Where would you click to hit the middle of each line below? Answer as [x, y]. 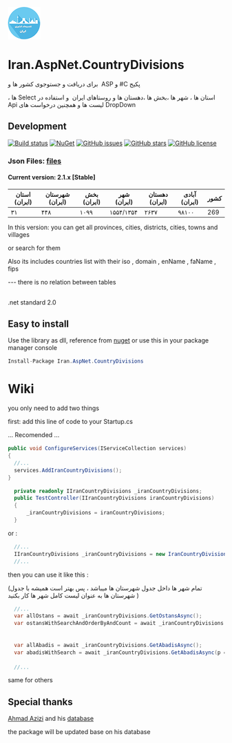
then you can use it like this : [48, 575]
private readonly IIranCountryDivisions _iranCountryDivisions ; [108, 491]
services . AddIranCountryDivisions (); [68, 470]
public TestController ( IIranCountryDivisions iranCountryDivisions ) [114, 498]
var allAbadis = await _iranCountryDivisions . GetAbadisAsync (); [108, 645]
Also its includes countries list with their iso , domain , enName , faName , [112, 262]
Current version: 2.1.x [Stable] [52, 177]
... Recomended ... [34, 435]
